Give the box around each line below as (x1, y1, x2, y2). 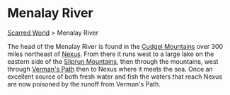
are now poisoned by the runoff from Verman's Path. (7, 79, 161, 88)
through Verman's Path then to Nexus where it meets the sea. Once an (7, 65, 214, 73)
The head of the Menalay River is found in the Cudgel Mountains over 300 (7, 42, 224, 50)
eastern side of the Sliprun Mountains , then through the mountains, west (7, 57, 219, 65)
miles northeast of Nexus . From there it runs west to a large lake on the (7, 50, 214, 58)
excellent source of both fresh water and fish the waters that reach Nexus (7, 72, 223, 81)
